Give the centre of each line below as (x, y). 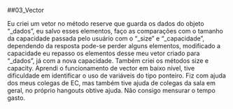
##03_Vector (26, 10)
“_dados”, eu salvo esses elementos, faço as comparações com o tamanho (115, 31)
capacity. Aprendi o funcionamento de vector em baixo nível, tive (101, 68)
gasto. (16, 98)
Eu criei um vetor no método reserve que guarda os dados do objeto (106, 23)
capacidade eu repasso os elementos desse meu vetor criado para (104, 53)
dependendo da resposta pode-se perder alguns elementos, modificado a (114, 46)
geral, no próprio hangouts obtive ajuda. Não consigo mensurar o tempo (111, 90)
